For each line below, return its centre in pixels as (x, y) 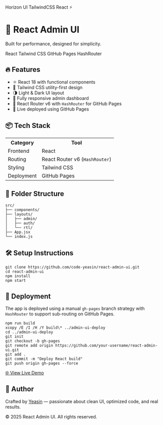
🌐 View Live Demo (25, 373)
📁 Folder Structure (35, 193)
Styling (16, 167)
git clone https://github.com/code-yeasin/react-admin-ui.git (72, 267)
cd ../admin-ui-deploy (29, 332)
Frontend (19, 151)
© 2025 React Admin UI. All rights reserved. (51, 416)
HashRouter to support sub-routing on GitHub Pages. (60, 314)
